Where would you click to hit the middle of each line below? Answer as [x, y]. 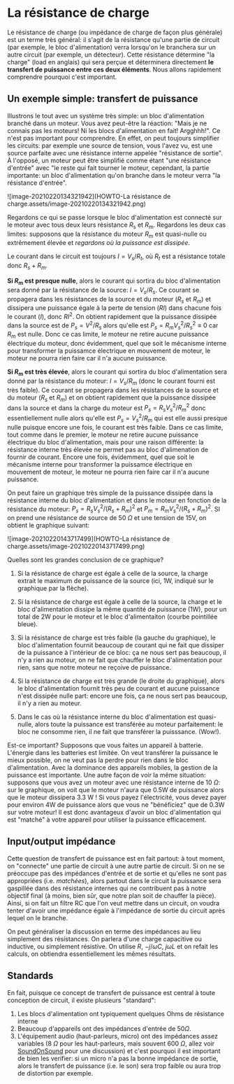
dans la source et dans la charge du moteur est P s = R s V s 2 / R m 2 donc [107, 408]
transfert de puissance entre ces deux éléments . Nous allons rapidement [114, 69]
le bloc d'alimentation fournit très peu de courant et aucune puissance [118, 688]
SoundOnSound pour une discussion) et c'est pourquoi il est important [119, 1050]
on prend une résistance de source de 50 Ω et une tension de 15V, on [107, 518]
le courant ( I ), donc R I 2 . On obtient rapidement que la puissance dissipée [112, 316]
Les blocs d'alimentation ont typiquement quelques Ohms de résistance [121, 1013]
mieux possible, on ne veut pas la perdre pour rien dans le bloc [98, 760]
